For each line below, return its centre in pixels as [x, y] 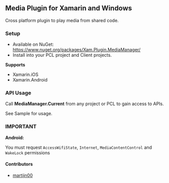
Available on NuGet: [33, 44]
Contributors [19, 164]
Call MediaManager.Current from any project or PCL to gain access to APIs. [84, 104]
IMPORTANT [21, 127]
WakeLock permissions [28, 152]
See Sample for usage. [29, 114]
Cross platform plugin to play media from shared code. [62, 20]
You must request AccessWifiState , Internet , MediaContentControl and [79, 147]
